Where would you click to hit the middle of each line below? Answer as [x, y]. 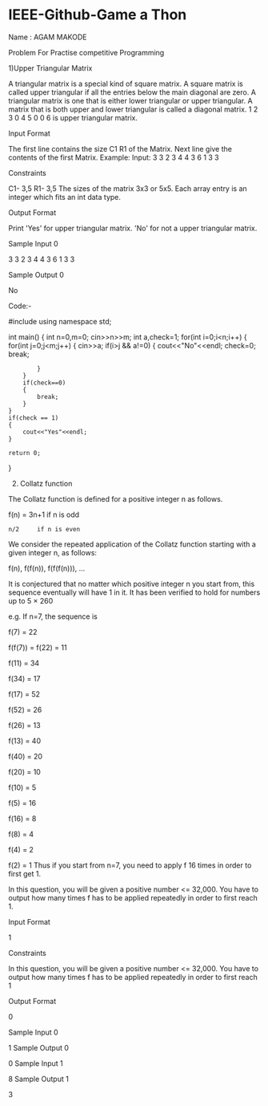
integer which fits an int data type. [65, 197]
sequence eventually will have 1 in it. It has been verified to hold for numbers [134, 592]
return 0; [25, 453]
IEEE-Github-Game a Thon [98, 15]
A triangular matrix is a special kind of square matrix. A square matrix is [126, 83]
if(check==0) [44, 383]
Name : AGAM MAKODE [48, 37]
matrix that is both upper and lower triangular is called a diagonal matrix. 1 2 [133, 109]
